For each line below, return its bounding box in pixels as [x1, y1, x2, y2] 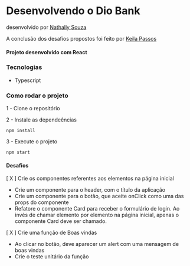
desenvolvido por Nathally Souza [6, 24, 87, 31]
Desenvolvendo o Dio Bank [6, 4, 140, 18]
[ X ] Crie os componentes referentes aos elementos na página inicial [6, 175, 174, 182]
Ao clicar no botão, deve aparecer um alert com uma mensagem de [14, 241, 179, 248]
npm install [6, 128, 35, 134]
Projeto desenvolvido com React [6, 48, 87, 55]
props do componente [14, 199, 69, 206]
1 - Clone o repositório [6, 105, 60, 112]
